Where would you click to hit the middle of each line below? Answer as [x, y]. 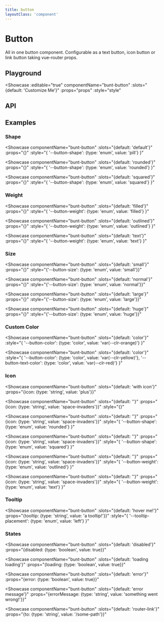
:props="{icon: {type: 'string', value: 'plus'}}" [51, 392]
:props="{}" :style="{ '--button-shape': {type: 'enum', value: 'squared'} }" [80, 182]
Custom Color [22, 327]
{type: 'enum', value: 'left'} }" [60, 521]
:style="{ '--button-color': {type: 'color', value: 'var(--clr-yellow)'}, [72, 358]
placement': [17, 521]
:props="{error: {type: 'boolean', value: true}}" [52, 580]
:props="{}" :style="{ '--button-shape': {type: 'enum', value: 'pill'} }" [75, 153]
